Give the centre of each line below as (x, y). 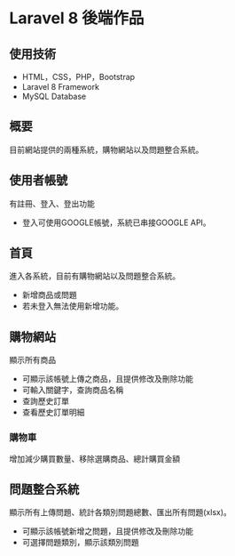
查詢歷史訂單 (45, 401)
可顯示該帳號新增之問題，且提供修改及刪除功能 (107, 531)
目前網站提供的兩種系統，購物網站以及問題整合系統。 (106, 149)
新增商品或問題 (49, 295)
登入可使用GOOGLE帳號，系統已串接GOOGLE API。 (116, 222)
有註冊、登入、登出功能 (52, 203)
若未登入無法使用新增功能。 (73, 306)
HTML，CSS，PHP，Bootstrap (78, 77)
